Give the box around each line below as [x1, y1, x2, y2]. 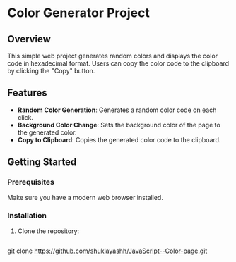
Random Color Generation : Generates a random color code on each [17, 106, 217, 114]
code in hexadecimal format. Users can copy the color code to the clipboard [7, 59, 230, 68]
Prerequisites [7, 177, 54, 187]
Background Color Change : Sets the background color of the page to [17, 120, 220, 129]
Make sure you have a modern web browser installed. [7, 193, 164, 201]
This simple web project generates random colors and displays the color [7, 51, 218, 60]
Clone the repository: [17, 227, 80, 235]
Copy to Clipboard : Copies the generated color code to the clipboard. [17, 135, 221, 144]
